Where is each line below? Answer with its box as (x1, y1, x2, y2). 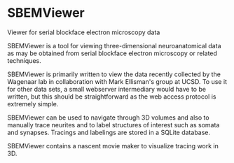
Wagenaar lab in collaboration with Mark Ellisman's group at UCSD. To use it (7, 77, 228, 85)
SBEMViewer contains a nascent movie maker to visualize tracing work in (7, 141, 219, 150)
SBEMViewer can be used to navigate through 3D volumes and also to (7, 113, 209, 122)
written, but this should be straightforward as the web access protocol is (7, 92, 216, 101)
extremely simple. (7, 99, 59, 108)
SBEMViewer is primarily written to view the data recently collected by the (7, 70, 221, 78)
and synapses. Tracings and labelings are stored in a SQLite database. (7, 128, 211, 136)
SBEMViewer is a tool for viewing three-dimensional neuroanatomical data (7, 41, 221, 50)
